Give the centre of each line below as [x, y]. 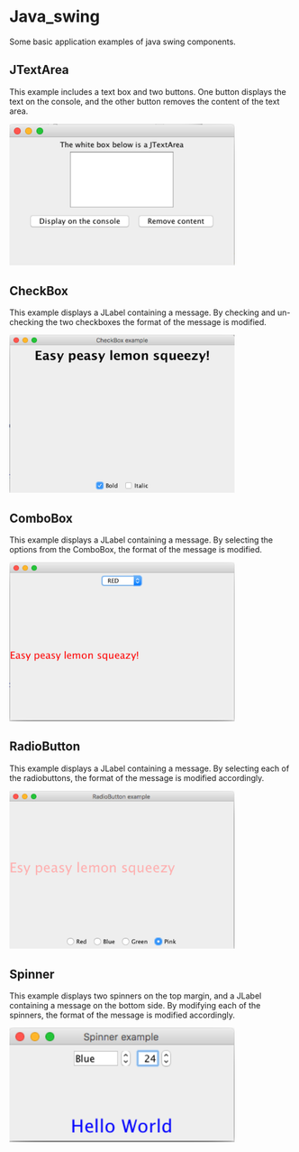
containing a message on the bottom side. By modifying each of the [135, 1006]
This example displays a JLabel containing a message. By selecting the [141, 540]
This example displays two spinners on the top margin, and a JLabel [136, 996]
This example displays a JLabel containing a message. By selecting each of [149, 768]
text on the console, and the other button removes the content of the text [145, 101]
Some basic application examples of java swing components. [122, 42]
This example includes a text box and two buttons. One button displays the [148, 91]
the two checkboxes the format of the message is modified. [156, 321]
